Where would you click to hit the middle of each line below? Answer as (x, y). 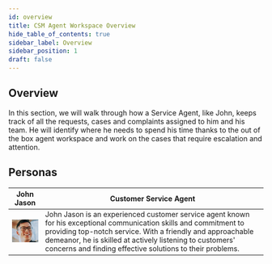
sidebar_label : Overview (50, 43)
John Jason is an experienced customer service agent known (147, 215)
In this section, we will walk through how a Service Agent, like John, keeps (132, 112)
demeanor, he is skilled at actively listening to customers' (140, 240)
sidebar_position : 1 (43, 51)
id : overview (30, 17)
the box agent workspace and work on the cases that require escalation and (136, 138)
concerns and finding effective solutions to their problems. (142, 249)
